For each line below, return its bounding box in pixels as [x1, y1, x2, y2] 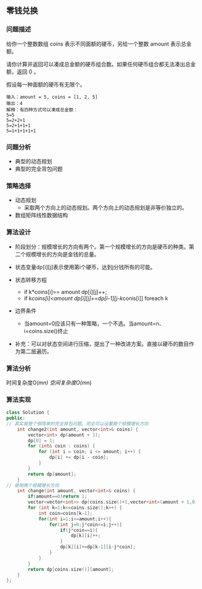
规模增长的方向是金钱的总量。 [25, 251, 100, 258]
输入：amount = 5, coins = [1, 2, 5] [6, 94, 98, 100]
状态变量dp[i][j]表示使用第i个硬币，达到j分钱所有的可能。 [14, 263, 156, 270]
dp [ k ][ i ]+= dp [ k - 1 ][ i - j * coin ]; [60, 544, 136, 550]
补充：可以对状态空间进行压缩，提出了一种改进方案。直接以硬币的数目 [14, 340, 189, 347]
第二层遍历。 [20, 347, 52, 355]
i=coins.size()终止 [23, 327, 69, 334]
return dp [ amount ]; [28, 471, 77, 477]
